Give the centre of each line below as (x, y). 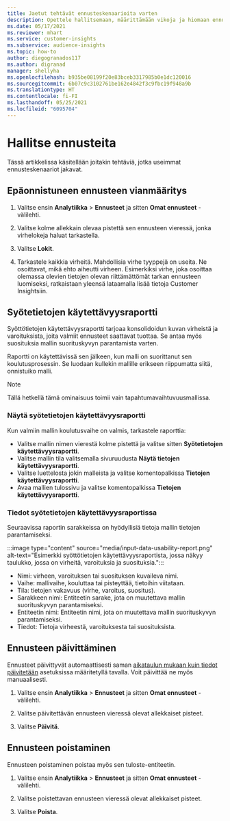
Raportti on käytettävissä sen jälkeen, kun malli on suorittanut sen (100, 356)
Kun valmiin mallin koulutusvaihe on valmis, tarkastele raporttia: (97, 430)
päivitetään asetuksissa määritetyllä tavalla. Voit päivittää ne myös (100, 672)
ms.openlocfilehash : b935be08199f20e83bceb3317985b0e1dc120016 (99, 77)
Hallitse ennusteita (62, 143)
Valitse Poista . (37, 811)
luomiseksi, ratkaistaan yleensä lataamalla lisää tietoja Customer (107, 283)
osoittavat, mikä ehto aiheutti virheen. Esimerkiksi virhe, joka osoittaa (114, 269)
